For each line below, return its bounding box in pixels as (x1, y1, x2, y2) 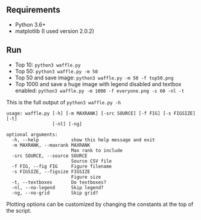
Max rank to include (71, 147, 123, 153)
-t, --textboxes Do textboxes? (11, 179, 107, 185)
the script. (6, 207, 32, 214)
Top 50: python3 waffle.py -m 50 (14, 67, 98, 75)
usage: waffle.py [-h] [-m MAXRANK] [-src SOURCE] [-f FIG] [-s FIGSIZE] (6, 110, 196, 116)
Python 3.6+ (14, 21, 46, 28)
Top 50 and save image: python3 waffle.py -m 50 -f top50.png (14, 74, 174, 81)
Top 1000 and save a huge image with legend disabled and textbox (14, 80, 182, 87)
